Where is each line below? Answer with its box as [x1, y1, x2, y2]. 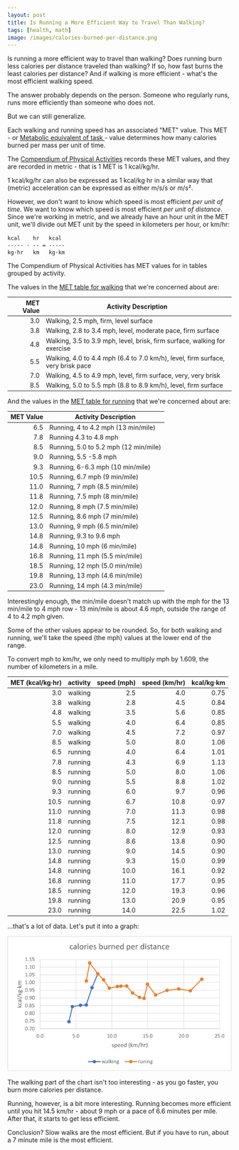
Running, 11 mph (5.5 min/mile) [49, 551, 143, 560]
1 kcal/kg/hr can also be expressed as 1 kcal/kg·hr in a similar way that [7, 176, 213, 185]
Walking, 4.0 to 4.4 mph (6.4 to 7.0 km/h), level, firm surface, [46, 353, 225, 362]
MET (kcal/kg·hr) [10, 678, 62, 686]
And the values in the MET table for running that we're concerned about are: [7, 397, 231, 405]
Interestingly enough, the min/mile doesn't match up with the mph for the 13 [7, 597, 230, 605]
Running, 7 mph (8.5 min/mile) [49, 482, 139, 491]
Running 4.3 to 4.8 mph [49, 432, 119, 441]
